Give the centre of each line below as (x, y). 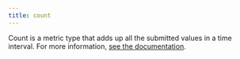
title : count (30, 15)
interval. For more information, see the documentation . (97, 46)
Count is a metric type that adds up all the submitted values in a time (120, 38)
